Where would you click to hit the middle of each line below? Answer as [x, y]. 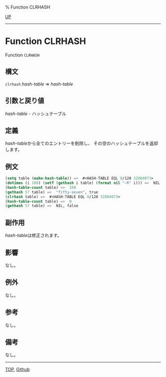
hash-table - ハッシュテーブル [36, 114]
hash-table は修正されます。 [33, 235]
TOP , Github [18, 370]
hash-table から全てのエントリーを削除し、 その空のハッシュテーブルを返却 [82, 143]
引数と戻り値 [25, 101]
